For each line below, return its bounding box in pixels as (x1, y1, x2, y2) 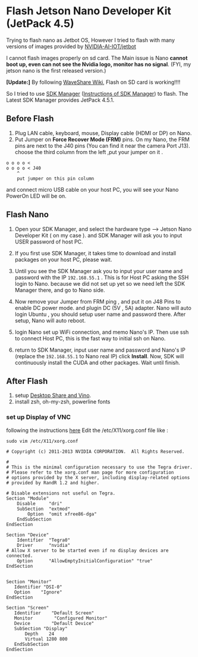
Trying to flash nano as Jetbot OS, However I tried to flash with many (6, 36, 175, 43)
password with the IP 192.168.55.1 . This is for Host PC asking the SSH (14, 274, 189, 281)
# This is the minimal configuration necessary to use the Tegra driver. (6, 464, 193, 470)
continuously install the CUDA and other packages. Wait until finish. (14, 359, 180, 366)
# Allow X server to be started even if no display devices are (6, 547, 169, 553)
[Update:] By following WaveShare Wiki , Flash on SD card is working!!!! (6, 79, 181, 86)
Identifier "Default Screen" (14, 610, 95, 616)
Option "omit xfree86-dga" (27, 511, 97, 517)
